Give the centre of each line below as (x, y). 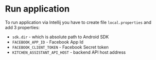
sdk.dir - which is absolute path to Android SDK (61, 37)
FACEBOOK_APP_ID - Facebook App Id (48, 42)
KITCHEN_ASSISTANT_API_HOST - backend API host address (69, 52)
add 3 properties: (22, 27)
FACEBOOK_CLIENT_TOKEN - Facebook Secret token (60, 47)
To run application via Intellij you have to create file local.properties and (78, 22)
